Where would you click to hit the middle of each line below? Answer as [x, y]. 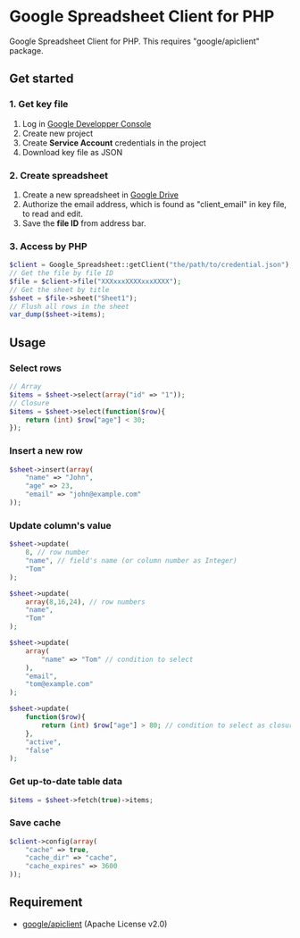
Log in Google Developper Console [87, 123]
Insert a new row [46, 451]
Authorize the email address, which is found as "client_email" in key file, [154, 204]
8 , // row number [58, 553]
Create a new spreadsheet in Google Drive [100, 195]
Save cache [35, 823]
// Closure [29, 403]
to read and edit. [52, 214]
